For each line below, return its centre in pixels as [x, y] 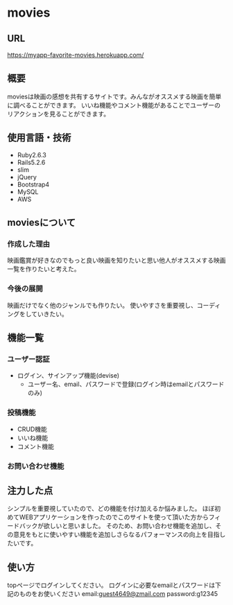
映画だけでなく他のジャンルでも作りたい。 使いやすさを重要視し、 [102, 305]
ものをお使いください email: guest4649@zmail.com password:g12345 [119, 594]
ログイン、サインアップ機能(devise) [68, 376]
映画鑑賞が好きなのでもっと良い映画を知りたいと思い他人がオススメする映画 [116, 261]
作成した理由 [29, 244]
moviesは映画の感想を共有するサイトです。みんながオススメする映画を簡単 [114, 96]
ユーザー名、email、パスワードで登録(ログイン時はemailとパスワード [126, 384]
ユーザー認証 [28, 359]
